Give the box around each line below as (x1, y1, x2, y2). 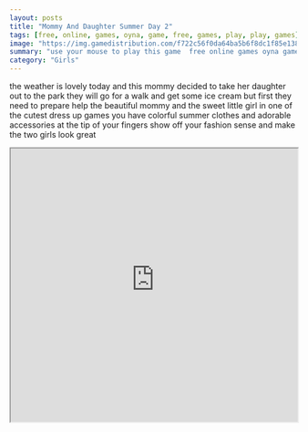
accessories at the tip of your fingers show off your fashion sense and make (9, 119, 296, 130)
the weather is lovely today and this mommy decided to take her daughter (9, 81, 286, 91)
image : (9, 38, 35, 48)
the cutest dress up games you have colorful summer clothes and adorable (9, 110, 292, 120)
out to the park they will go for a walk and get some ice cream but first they (9, 90, 292, 101)
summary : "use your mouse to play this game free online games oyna (9, 47, 280, 57)
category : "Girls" (9, 56, 79, 65)
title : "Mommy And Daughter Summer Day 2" (9, 22, 173, 31)
